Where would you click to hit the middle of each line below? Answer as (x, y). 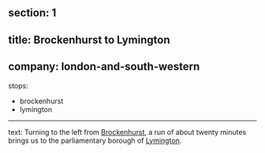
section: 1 (32, 13)
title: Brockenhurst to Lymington (89, 40)
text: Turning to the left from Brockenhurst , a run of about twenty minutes (127, 132)
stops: (19, 85)
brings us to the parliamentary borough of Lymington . (95, 140)
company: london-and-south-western (104, 67)
